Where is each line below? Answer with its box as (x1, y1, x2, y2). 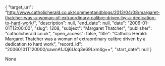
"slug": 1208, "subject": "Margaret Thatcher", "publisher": (34, 25, 152, 31)
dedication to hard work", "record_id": (5, 41, 83, 47)
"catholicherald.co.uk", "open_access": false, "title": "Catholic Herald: (5, 31, 147, 36)
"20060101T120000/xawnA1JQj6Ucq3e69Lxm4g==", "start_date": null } (5, 47, 152, 52)
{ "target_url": (5, 4, 33, 10)
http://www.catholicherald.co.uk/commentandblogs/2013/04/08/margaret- (7, 9, 160, 15)
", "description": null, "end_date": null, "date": (34, 20, 126, 26)
